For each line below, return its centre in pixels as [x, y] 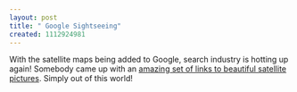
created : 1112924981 [48, 34]
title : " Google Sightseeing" [66, 26]
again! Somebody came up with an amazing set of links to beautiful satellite [148, 69]
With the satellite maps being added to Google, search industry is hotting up [149, 60]
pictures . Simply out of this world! [71, 79]
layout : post [33, 17]
